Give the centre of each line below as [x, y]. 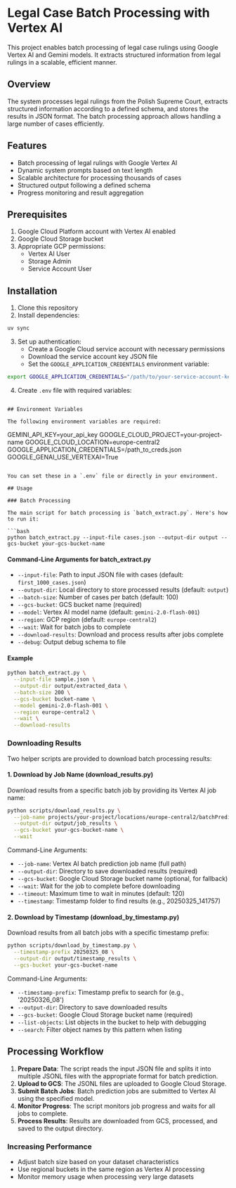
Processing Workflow [55, 1052]
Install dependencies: [48, 315]
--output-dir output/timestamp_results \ [75, 959]
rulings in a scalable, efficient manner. [62, 62]
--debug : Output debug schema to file [72, 642]
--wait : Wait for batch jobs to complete [74, 627]
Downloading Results [45, 743]
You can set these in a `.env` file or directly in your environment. [113, 476]
